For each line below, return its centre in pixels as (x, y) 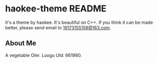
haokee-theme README (56, 9)
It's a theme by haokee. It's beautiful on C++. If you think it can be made (79, 22)
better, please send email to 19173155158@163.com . (58, 27)
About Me (21, 43)
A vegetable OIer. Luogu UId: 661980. (43, 55)
